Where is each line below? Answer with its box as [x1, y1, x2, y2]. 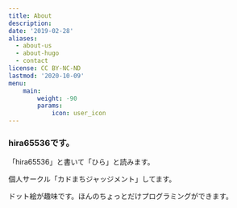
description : [8, 19, 52, 27]
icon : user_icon [51, 110, 106, 118]
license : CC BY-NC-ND [8, 64, 81, 73]
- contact [15, 57, 48, 65]
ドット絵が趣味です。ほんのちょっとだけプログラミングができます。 [8, 191, 234, 202]
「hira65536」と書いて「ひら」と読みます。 [8, 157, 155, 167]
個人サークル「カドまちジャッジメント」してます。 [8, 174, 177, 184]
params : [37, 102, 63, 110]
